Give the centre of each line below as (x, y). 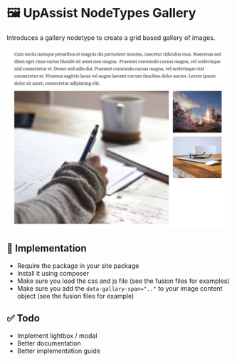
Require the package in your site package (78, 265)
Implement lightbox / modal (57, 336)
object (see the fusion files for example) (75, 296)
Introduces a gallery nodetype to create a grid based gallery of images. (111, 37)
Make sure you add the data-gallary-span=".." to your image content (120, 288)
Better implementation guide (59, 351)
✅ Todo (23, 318)
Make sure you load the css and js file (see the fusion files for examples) (123, 281)
